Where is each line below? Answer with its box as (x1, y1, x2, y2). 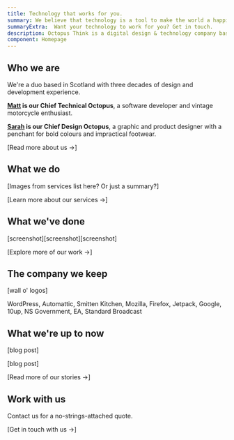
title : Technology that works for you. (7, 10, 123, 17)
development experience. (7, 88, 81, 96)
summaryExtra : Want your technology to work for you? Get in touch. (7, 23, 214, 30)
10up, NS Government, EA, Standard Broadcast (7, 308, 143, 316)
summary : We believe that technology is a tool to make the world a (7, 17, 210, 24)
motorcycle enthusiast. (7, 109, 73, 117)
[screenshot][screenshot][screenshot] (7, 234, 117, 243)
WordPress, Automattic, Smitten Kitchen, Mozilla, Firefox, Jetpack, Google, (7, 300, 221, 308)
